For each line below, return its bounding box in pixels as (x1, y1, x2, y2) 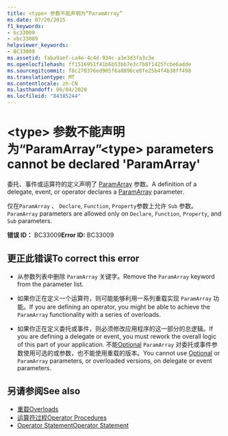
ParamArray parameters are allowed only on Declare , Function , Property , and (7, 209, 222, 218)
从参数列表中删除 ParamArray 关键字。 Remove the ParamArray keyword (16, 272, 216, 281)
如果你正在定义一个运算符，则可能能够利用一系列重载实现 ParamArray (16, 294, 212, 302)
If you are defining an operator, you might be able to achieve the (29, 303, 210, 311)
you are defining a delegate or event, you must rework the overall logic (16, 332, 217, 340)
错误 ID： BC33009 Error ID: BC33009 (7, 231, 114, 239)
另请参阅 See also (7, 385, 81, 397)
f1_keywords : (7, 23, 45, 29)
